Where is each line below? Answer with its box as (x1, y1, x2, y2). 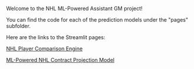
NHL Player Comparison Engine (6, 45, 83, 52)
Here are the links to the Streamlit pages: (6, 34, 106, 40)
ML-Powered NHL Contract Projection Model (6, 57, 115, 63)
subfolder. (6, 23, 31, 29)
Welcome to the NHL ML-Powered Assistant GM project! (6, 5, 143, 12)
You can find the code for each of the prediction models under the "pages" (6, 16, 189, 23)
